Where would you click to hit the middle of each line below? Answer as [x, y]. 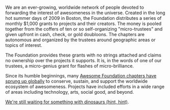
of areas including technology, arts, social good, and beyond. [70, 92]
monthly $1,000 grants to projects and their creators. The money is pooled [83, 23]
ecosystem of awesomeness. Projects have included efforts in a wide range [85, 87]
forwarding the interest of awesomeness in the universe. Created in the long [85, 13]
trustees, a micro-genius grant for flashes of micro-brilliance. [70, 66]
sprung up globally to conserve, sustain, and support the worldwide [77, 81]
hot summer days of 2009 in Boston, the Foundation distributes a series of [83, 18]
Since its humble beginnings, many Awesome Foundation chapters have [81, 76]
